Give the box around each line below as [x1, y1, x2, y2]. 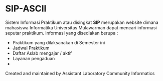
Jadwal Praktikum [12, 45, 50, 51]
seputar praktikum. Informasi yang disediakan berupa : [5, 30, 118, 36]
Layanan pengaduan [12, 55, 55, 61]
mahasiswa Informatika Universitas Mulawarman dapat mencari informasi [5, 24, 157, 30]
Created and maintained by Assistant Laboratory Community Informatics [5, 70, 155, 76]
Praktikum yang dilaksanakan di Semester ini [12, 39, 105, 45]
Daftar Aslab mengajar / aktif [12, 50, 72, 56]
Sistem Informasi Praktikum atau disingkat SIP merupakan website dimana [5, 19, 159, 25]
